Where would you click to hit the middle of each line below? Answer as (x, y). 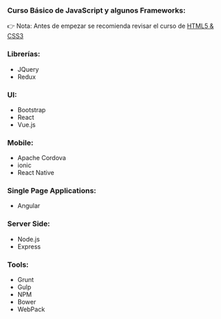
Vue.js (26, 125)
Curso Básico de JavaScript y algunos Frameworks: (97, 10)
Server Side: (29, 224)
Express (29, 247)
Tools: (18, 265)
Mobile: (20, 143)
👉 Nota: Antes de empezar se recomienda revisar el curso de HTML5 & (110, 26)
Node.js (29, 239)
